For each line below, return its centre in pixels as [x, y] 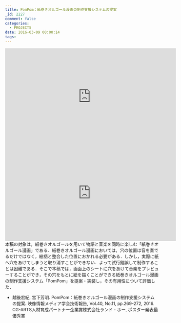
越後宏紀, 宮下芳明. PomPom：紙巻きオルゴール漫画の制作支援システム [83, 297]
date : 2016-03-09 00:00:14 [32, 32]
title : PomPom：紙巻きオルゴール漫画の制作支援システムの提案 [61, 10]
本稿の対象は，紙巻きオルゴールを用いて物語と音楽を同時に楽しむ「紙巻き [80, 244]
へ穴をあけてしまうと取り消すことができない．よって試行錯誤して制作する [80, 262]
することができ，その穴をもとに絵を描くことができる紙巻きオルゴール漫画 [84, 275]
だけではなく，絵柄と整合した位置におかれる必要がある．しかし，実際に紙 [84, 256]
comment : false [20, 19]
